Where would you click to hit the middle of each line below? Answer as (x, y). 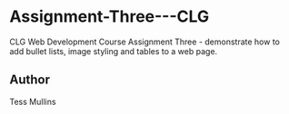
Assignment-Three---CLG (110, 17)
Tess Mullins (33, 101)
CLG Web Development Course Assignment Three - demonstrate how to (144, 42)
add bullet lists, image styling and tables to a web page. (114, 51)
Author (30, 80)
